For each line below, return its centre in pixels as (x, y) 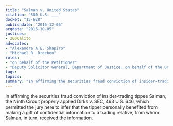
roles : (12, 58)
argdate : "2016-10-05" (30, 29)
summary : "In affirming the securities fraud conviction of (71, 81)
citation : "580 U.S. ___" (33, 15)
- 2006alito (18, 39)
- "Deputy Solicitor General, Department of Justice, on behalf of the (84, 67)
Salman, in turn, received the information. (49, 118)
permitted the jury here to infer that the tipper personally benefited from (82, 107)
